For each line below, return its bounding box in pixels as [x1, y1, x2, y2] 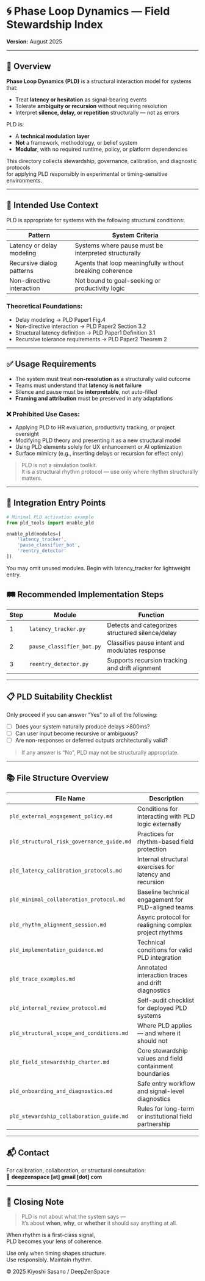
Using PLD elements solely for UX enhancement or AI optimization [15, 443, 182, 450]
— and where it [137, 1029, 181, 1037]
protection [137, 844, 167, 853]
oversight [15, 430, 40, 437]
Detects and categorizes [107, 621, 178, 630]
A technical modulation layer [15, 132, 90, 140]
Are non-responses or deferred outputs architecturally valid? [15, 736, 168, 744]
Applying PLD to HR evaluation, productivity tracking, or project [15, 423, 175, 431]
